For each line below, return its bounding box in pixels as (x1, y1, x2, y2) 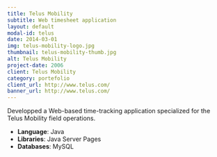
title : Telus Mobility (7, 10, 73, 17)
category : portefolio (7, 74, 70, 82)
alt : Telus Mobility (7, 56, 67, 63)
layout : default (7, 23, 54, 30)
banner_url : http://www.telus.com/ (7, 88, 111, 94)
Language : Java (17, 128, 65, 136)
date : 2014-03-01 (7, 36, 58, 43)
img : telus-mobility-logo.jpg (7, 42, 95, 49)
